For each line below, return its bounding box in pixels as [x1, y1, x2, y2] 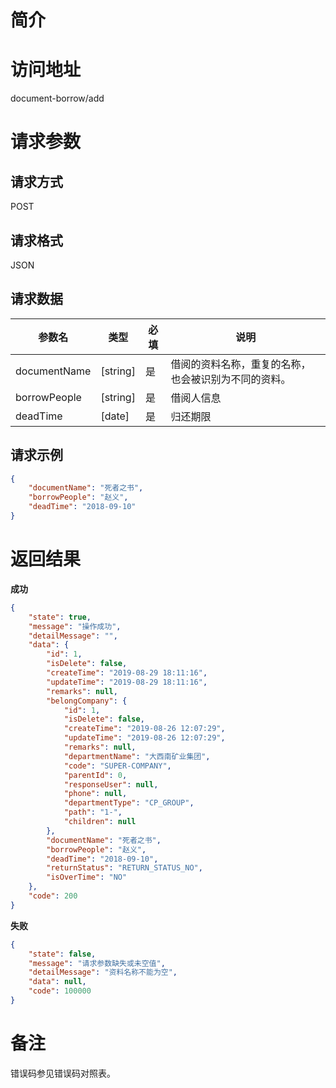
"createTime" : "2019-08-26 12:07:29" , [63, 724, 226, 734]
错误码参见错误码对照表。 [10, 1067, 116, 1079]
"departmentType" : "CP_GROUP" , [63, 798, 195, 808]
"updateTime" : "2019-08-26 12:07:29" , [63, 733, 226, 743]
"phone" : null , [63, 789, 128, 799]
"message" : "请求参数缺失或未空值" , [28, 958, 166, 968]
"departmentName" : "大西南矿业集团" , [63, 751, 211, 761]
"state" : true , [28, 612, 92, 622]
